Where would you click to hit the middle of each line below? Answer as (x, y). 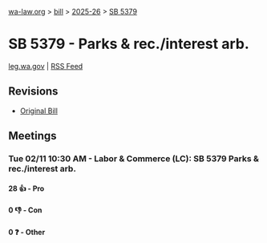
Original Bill (39, 111)
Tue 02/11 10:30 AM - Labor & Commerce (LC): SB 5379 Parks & (133, 159)
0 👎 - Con (25, 210)
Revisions (33, 91)
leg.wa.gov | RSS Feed (46, 66)
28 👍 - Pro (26, 188)
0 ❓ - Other (27, 232)
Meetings (33, 136)
